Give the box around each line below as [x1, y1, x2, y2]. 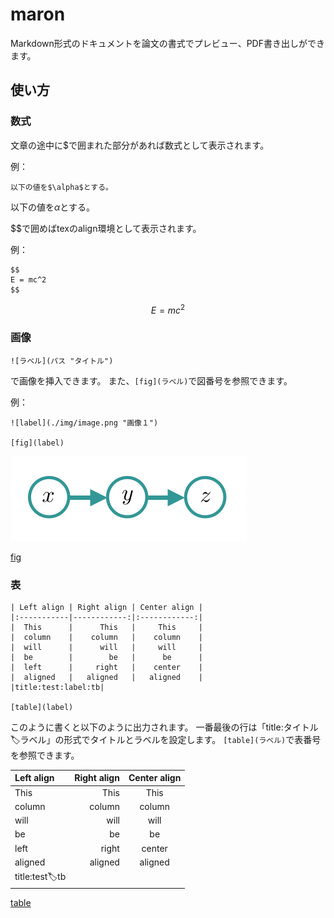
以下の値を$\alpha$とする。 [10, 182, 113, 192]
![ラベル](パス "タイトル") [10, 356, 114, 366]
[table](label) [10, 702, 74, 712]
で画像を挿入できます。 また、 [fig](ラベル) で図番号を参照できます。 [10, 374, 293, 387]
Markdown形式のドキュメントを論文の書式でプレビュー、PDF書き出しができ [10, 37, 325, 49]
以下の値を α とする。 [10, 201, 95, 213]
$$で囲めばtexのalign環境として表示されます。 [10, 222, 202, 234]
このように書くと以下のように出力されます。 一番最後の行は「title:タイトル [10, 721, 319, 733]
